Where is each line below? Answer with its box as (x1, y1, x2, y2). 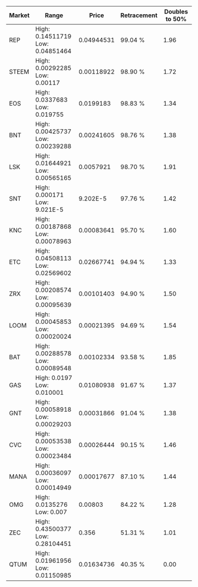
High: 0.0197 (35, 374, 72, 382)
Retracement (120, 11, 158, 19)
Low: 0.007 (35, 508, 68, 516)
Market (9, 11, 30, 19)
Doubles (164, 8, 189, 15)
